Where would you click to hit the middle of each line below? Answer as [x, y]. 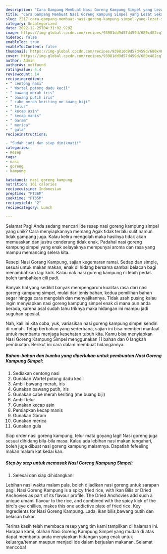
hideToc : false [21, 38]
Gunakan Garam [29, 416]
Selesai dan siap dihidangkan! [43, 475]
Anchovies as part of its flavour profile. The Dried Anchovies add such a [79, 495]
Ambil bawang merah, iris [39, 384]
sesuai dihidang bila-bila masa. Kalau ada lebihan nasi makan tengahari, [79, 441]
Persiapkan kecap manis [38, 410]
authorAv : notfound [26, 65]
